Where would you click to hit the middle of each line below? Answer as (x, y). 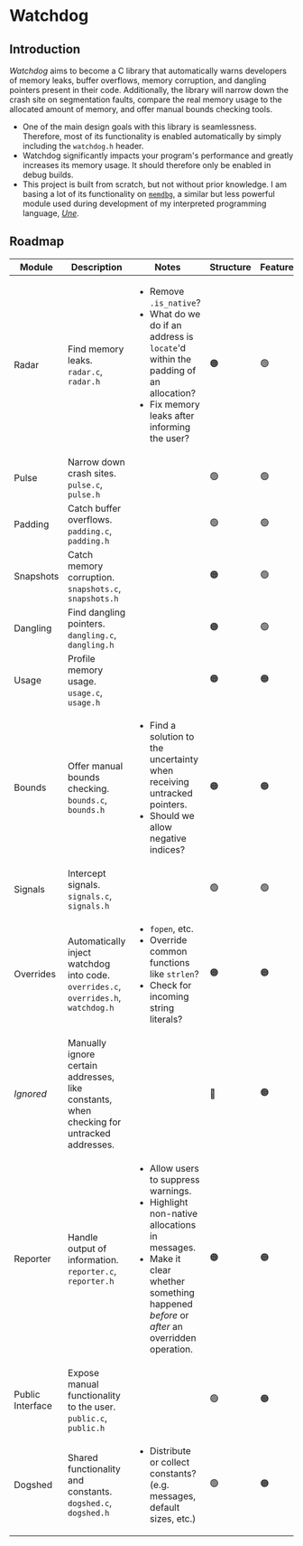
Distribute (170, 1450)
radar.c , (85, 372)
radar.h (84, 382)
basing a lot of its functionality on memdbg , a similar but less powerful (148, 194)
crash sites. (92, 473)
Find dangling (96, 612)
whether (168, 1281)
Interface (33, 1405)
